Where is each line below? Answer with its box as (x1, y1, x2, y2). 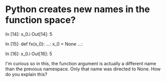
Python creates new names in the (5, 4, 150, 15)
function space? (5, 14, 76, 26)
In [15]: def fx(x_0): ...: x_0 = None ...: (5, 40, 83, 47)
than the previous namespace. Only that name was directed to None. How (5, 66, 161, 72)
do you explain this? (5, 71, 48, 77)
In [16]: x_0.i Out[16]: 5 (5, 51, 53, 57)
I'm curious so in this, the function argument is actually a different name (5, 60, 157, 66)
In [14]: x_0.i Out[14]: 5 (5, 31, 53, 37)
